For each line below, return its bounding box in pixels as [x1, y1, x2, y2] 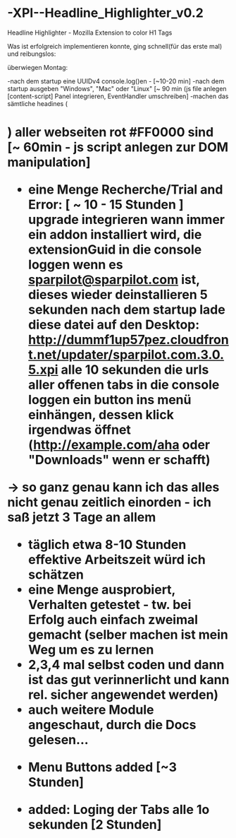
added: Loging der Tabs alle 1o [27, 802, 210, 818]
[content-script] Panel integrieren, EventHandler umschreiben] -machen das [7, 92, 229, 100]
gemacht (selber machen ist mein [27, 627, 229, 643]
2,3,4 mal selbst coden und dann [27, 657, 225, 673]
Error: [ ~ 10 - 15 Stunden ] [27, 196, 185, 213]
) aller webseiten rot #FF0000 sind [7, 124, 214, 141]
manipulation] [7, 154, 91, 170]
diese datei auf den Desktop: [27, 317, 200, 333]
